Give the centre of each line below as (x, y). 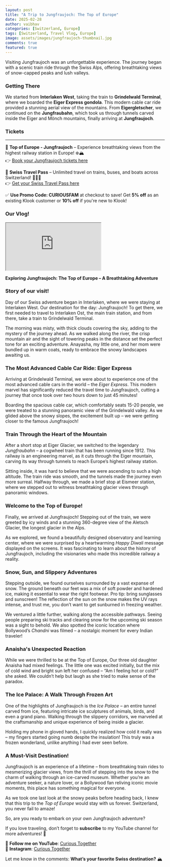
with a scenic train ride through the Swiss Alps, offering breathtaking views (83, 67)
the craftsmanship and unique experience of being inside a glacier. (75, 722)
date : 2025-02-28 (24, 19)
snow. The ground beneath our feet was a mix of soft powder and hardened (84, 588)
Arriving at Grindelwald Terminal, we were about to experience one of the (82, 379)
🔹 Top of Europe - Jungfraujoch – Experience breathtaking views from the (83, 147)
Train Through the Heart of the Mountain (56, 434)
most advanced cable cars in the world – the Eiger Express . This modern (81, 385)
